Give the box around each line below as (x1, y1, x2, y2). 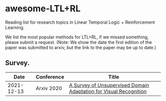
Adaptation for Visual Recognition (69, 88, 147, 95)
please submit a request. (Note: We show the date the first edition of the (5, 39, 152, 45)
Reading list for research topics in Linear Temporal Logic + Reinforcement (5, 19, 155, 25)
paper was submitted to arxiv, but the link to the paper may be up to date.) (5, 44, 157, 50)
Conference (36, 73, 64, 80)
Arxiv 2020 (36, 85, 62, 92)
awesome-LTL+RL (5, 3, 81, 14)
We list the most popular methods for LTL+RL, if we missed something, (5, 34, 149, 40)
